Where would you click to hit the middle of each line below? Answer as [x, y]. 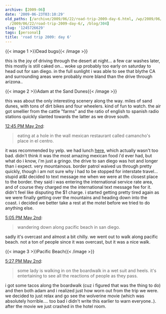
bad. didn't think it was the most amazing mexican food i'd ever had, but [79, 155]
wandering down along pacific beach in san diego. [69, 227]
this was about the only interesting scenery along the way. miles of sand [79, 101]
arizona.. [14, 81]
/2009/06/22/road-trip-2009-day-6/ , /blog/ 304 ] [60, 23]
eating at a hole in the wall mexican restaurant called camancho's [84, 136]
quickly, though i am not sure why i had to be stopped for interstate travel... [82, 171]
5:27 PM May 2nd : [24, 261]
